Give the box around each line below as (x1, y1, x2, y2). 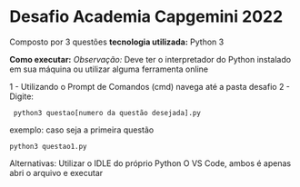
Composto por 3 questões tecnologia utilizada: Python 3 (9, 36, 225, 47)
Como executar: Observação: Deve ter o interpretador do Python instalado (9, 54, 292, 64)
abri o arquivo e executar (9, 167, 104, 178)
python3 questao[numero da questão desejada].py (13, 108, 202, 117)
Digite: (9, 91, 35, 102)
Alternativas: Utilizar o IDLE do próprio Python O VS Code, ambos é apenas (9, 157, 292, 169)
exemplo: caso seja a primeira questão (9, 124, 155, 135)
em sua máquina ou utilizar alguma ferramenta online (9, 64, 209, 74)
